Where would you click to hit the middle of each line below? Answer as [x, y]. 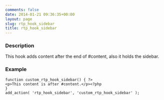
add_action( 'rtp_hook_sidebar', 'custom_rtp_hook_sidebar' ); [72, 93]
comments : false [22, 10]
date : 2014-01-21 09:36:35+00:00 [40, 14]
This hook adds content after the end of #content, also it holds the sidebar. [82, 56]
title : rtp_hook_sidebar [31, 28]
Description [20, 46]
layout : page [19, 19]
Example [16, 69]
